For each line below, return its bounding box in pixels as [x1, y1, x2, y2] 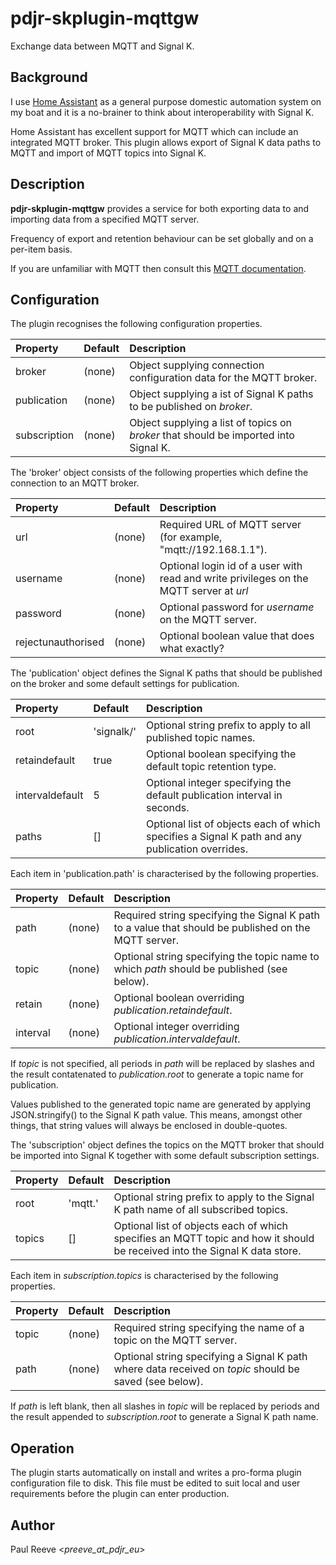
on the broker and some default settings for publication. [10, 678, 240, 690]
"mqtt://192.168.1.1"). [159, 543, 268, 557]
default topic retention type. [145, 760, 277, 774]
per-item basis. [10, 243, 73, 255]
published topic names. [145, 731, 256, 745]
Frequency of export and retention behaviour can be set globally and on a [10, 232, 314, 244]
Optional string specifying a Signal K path [113, 1350, 308, 1364]
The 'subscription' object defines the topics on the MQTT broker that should [10, 1139, 325, 1151]
